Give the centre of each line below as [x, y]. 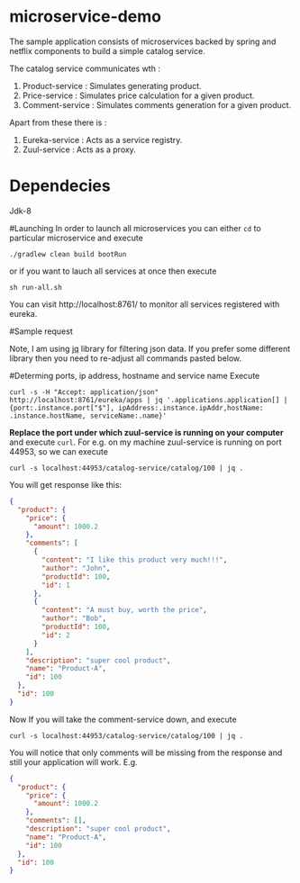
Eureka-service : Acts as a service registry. [102, 140]
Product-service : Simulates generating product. [112, 86]
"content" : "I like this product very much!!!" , [135, 560]
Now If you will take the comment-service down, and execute [123, 719]
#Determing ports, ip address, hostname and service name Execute [135, 375]
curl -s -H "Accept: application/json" [84, 392]
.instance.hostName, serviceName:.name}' [88, 416]
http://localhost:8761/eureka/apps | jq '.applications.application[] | [149, 400]
